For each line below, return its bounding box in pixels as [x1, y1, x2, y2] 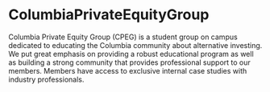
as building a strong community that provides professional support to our [8, 58, 251, 67]
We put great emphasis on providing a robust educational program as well [8, 49, 254, 58]
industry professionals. [8, 74, 85, 84]
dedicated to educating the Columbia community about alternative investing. [8, 40, 263, 50]
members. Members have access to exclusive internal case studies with [8, 66, 247, 75]
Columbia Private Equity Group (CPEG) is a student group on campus [8, 32, 238, 42]
